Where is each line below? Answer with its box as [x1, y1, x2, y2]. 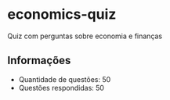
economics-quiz [7, 5, 117, 23]
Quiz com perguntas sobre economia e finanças [7, 31, 163, 41]
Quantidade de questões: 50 [18, 74, 111, 84]
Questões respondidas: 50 [18, 83, 105, 92]
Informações [7, 54, 71, 67]
